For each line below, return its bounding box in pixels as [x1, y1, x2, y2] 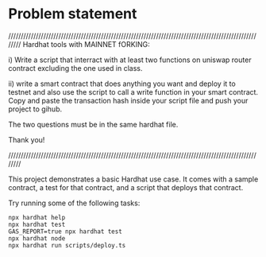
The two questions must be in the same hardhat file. [8, 119, 179, 129]
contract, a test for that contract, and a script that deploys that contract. [8, 182, 244, 192]
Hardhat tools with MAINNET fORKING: [22, 39, 150, 49]
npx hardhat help [8, 213, 66, 221]
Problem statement [8, 5, 137, 23]
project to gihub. [8, 104, 62, 114]
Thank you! [8, 134, 45, 144]
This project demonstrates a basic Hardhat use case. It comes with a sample [8, 174, 259, 184]
